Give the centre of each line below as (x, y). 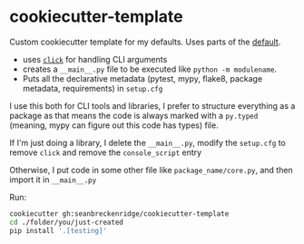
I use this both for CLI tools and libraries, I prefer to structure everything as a (152, 105)
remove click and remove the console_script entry (106, 152)
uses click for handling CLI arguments (95, 59)
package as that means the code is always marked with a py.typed (134, 115)
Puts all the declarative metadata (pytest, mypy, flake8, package (142, 78)
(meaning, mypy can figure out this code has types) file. (114, 125)
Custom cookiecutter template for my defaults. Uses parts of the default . (145, 42)
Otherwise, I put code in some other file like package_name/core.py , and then (151, 170)
